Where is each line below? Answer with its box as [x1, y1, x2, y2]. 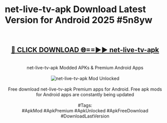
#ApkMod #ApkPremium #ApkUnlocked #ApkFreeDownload [21, 107, 149, 113]
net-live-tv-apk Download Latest [5, 4, 146, 15]
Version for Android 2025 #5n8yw [5, 14, 153, 26]
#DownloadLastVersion [60, 113, 110, 119]
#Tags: [77, 102, 93, 108]
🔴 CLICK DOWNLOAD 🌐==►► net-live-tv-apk [11, 46, 159, 54]
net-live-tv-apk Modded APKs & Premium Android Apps [26, 64, 144, 70]
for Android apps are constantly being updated [36, 91, 134, 97]
